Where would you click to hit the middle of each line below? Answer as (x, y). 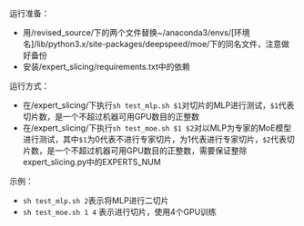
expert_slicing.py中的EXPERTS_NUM (91, 162)
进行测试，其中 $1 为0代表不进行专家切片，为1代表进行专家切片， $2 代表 (154, 139)
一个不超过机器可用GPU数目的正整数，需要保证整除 (151, 151)
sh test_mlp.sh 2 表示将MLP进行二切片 (96, 201)
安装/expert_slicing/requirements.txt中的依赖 (106, 67)
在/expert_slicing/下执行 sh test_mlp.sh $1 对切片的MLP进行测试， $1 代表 (158, 105)
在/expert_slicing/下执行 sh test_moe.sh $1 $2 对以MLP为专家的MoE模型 (157, 128)
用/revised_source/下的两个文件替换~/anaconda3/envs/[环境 (136, 33)
